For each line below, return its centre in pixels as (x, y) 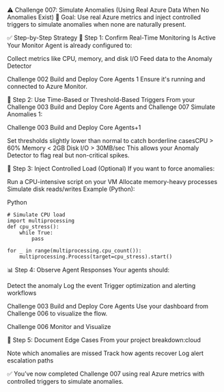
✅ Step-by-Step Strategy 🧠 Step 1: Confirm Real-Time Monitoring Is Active (112, 38)
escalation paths (30, 361)
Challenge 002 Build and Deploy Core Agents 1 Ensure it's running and (106, 79)
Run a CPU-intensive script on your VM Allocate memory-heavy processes (112, 182)
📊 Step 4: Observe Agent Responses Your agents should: (88, 270)
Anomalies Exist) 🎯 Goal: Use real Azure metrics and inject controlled (104, 17)
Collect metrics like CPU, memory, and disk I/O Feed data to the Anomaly (110, 58)
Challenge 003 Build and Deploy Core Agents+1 (74, 127)
